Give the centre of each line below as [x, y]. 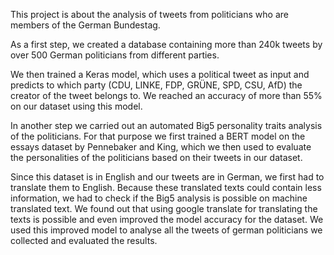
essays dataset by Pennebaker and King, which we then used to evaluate [161, 147]
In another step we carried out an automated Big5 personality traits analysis [166, 125]
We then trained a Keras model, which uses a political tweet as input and [160, 74]
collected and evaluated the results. [84, 240]
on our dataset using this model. [76, 106]
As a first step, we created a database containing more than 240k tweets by [166, 44]
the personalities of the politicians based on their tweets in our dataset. [156, 157]
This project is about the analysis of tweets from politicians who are [149, 14]
